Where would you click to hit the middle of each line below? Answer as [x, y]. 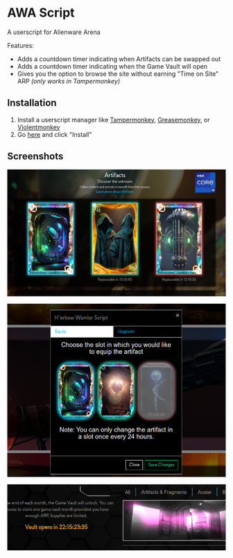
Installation [32, 103]
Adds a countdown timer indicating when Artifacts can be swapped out [119, 59]
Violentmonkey [38, 127]
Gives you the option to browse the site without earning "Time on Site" [118, 74]
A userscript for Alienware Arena [54, 32]
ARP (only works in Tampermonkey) [68, 81]
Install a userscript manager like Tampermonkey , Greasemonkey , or [113, 120]
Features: [21, 45]
